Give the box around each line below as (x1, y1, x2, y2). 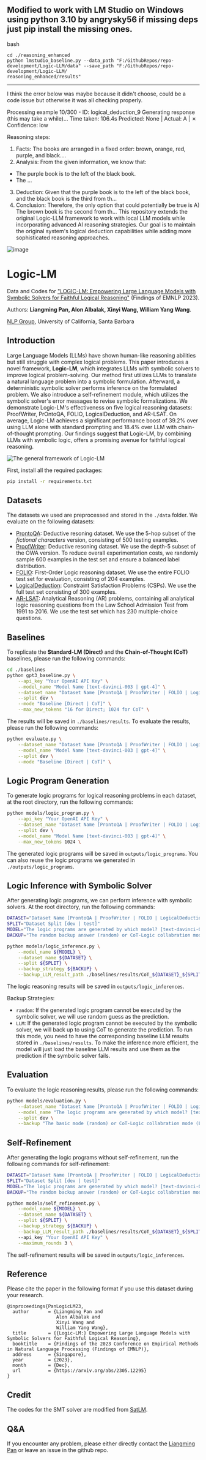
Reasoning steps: (7, 133, 51, 140)
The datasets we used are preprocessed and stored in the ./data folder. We (7, 511, 198, 519)
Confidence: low (7, 121, 48, 129)
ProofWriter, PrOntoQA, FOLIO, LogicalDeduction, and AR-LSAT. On (7, 410, 177, 417)
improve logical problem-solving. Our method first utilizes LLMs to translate (7, 371, 197, 378)
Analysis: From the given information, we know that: (15, 158, 147, 165)
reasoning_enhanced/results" (7, 73, 81, 80)
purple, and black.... (15, 151, 67, 159)
